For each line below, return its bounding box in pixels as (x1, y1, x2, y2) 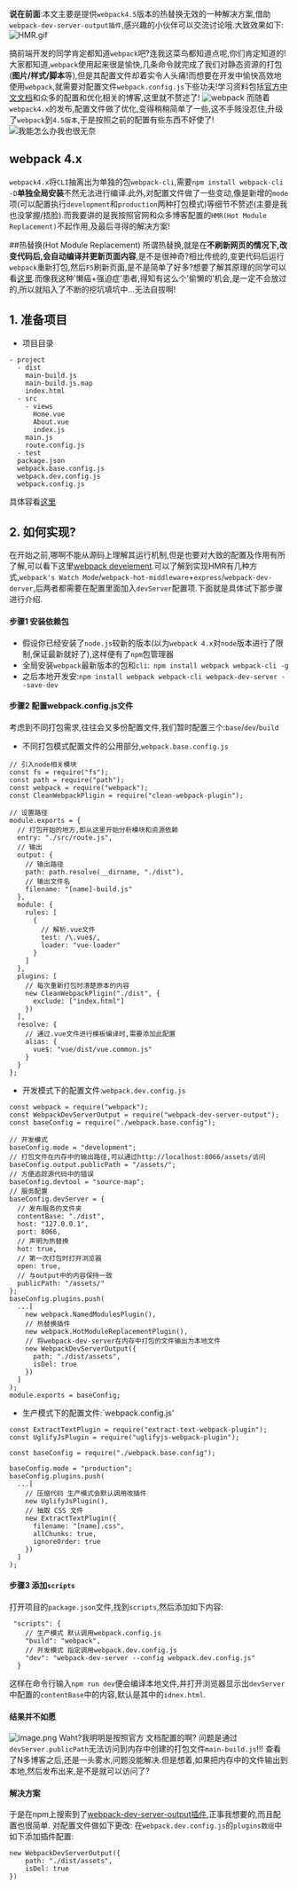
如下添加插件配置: (9, 1831, 74, 1842)
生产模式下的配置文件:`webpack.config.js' (21, 1407, 175, 1418)
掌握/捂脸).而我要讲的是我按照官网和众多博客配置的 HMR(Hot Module (24, 209, 268, 220)
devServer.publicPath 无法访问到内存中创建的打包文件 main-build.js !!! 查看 (9, 1744, 282, 1754)
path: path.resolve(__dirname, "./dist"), (25, 867, 184, 876)
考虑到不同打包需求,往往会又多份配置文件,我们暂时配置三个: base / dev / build (9, 722, 279, 733)
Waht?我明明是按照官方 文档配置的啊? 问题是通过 (59, 1733, 238, 1744)
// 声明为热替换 (17, 1236, 69, 1245)
